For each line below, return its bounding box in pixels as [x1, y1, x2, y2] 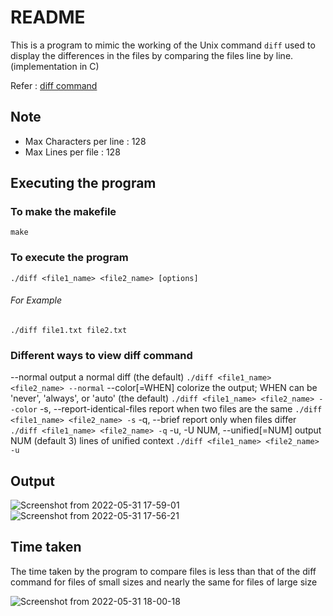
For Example [10, 294, 62, 306]
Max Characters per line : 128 [24, 135, 147, 147]
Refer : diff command [10, 79, 98, 91]
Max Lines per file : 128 [24, 146, 121, 158]
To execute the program [10, 251, 129, 265]
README [10, 6, 86, 29]
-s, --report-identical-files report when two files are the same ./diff [39, 403, 323, 415]
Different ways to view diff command [10, 348, 193, 362]
